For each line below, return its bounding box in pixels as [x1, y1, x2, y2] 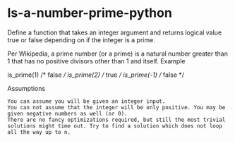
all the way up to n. [7, 128, 71, 135]
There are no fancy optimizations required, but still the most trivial [7, 116, 226, 123]
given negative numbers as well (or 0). [7, 110, 128, 117]
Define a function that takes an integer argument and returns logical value [7, 28, 222, 37]
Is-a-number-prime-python [7, 5, 173, 21]
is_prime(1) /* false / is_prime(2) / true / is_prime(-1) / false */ [7, 70, 185, 79]
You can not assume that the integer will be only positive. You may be [7, 104, 226, 111]
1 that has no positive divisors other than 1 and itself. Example [7, 56, 186, 65]
